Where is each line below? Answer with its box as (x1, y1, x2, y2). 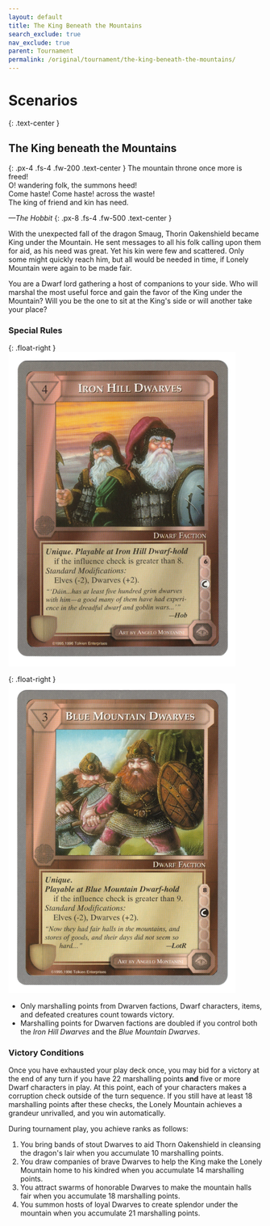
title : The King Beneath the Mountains (8, 21, 143, 30)
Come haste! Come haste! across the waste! (8, 188, 156, 198)
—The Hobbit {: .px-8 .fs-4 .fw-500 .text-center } (8, 213, 172, 222)
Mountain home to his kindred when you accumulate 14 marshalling (19, 1165, 244, 1175)
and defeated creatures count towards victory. (19, 1010, 175, 1020)
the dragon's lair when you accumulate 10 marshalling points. (19, 1148, 224, 1158)
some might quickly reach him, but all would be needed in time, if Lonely (8, 255, 249, 264)
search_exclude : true (8, 30, 81, 38)
